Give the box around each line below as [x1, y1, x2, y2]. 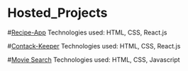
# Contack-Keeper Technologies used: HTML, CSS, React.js [7, 41, 181, 50]
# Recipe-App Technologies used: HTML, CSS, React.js [7, 28, 167, 37]
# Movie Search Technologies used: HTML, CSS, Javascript [7, 55, 180, 64]
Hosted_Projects [7, 5, 108, 21]
